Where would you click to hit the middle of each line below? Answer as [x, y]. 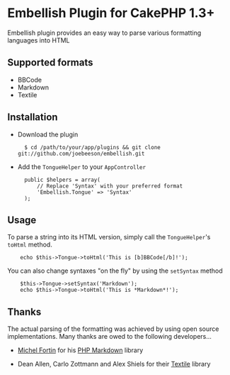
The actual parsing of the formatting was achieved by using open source [113, 329]
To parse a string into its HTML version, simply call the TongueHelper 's [109, 237]
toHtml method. [30, 245]
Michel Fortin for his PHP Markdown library [80, 350]
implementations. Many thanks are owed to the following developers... [110, 337]
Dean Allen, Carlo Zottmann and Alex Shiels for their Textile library [114, 364]
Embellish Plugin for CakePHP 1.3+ [111, 13]
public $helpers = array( [62, 180]
